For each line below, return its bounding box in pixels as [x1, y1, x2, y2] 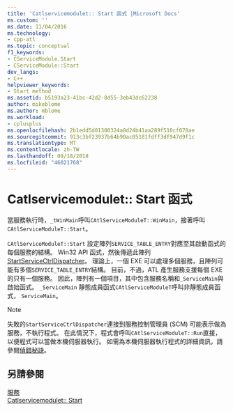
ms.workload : [7, 114, 45, 121]
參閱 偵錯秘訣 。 [7, 346, 50, 354]
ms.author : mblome [7, 107, 61, 114]
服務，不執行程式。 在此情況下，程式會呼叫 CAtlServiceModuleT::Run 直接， [7, 328, 222, 336]
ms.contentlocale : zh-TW [7, 146, 80, 153]
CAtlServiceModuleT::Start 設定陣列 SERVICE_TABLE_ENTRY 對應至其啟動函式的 [7, 239, 226, 247]
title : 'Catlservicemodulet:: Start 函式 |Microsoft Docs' [7, 10, 181, 17]
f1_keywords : [7, 49, 45, 56]
